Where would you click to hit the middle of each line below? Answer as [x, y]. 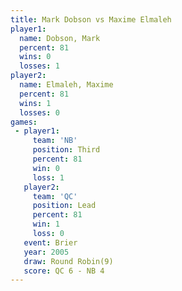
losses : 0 [39, 112]
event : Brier [50, 242]
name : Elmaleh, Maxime [66, 85]
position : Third [66, 150]
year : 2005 [46, 252]
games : [24, 122]
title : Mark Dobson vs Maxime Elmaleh [91, 19]
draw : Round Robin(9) [68, 261]
